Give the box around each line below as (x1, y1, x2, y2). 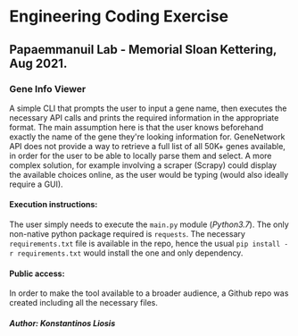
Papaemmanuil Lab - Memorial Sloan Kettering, (9, 42, 277, 57)
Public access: (9, 268, 65, 279)
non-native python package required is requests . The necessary (9, 229, 245, 239)
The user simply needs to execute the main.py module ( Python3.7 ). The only (9, 219, 290, 230)
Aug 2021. (9, 55, 68, 71)
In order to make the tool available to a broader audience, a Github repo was (9, 288, 289, 298)
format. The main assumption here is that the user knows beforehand (9, 122, 264, 132)
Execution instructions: (9, 199, 98, 210)
